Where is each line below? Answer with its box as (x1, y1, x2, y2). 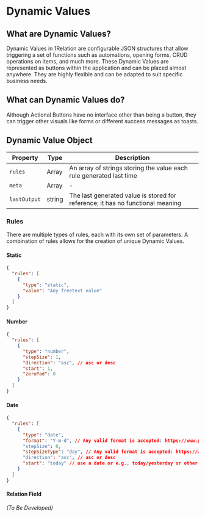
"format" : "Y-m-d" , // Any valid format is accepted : (22, 438, 163, 444)
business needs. (6, 78, 48, 84)
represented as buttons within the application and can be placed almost (6, 64, 187, 71)
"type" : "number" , (22, 348, 70, 355)
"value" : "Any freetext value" (22, 287, 103, 294)
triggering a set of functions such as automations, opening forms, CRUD (6, 51, 188, 59)
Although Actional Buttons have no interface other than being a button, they (6, 111, 196, 118)
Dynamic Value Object (6, 136, 93, 146)
